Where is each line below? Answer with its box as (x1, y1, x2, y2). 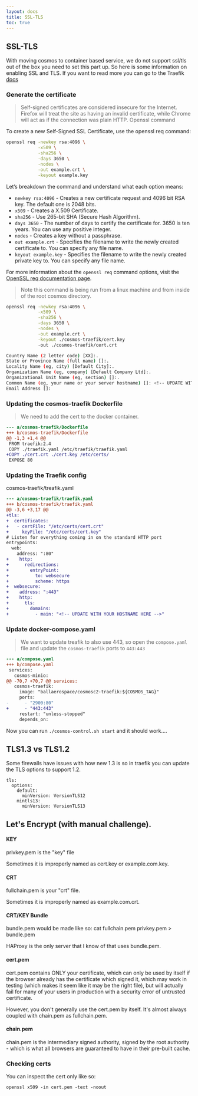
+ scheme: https (6, 578, 70, 584)
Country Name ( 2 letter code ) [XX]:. (6, 353, 99, 358)
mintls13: (16, 798, 41, 804)
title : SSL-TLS (6, 14, 44, 20)
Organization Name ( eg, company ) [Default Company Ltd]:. (6, 369, 151, 375)
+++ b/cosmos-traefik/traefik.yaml (6, 502, 94, 508)
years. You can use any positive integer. (14, 225, 112, 233)
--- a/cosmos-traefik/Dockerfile (6, 424, 88, 430)
